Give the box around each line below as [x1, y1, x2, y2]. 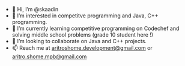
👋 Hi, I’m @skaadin [11, 6, 59, 13]
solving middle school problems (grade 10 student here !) [11, 31, 154, 38]
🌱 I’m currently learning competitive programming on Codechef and [11, 25, 180, 32]
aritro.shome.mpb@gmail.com [11, 53, 87, 60]
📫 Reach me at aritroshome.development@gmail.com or [11, 44, 153, 51]
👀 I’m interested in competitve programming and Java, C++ [11, 12, 159, 19]
